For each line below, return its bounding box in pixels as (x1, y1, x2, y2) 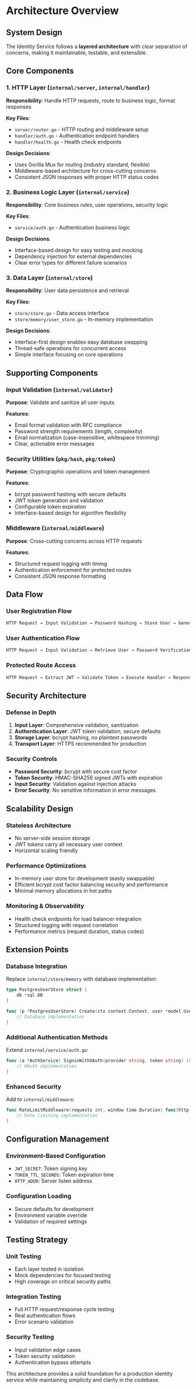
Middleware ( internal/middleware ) (6, 524, 104, 532)
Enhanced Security (6, 1082, 62, 1090)
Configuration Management (6, 1134, 110, 1144)
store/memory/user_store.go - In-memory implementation (14, 316, 153, 323)
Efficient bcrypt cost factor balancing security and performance (14, 881, 168, 888)
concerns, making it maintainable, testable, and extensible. (6, 49, 148, 56)
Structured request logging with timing (14, 560, 107, 567)
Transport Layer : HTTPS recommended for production (14, 740, 147, 747)
